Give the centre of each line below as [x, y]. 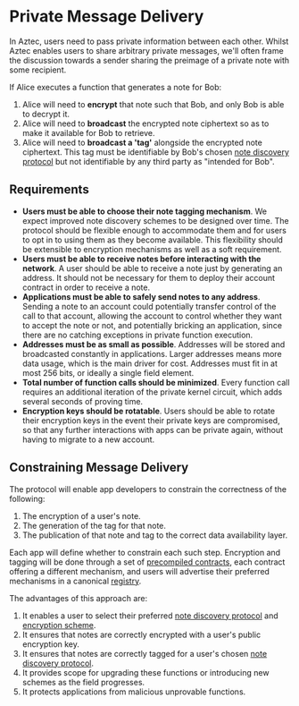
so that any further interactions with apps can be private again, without [153, 430]
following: [27, 498]
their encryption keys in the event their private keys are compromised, [151, 420]
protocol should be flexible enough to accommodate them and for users [154, 230]
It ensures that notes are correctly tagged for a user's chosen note [145, 653]
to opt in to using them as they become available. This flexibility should [152, 240]
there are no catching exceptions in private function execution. [137, 335]
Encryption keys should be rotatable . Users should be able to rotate [148, 411]
